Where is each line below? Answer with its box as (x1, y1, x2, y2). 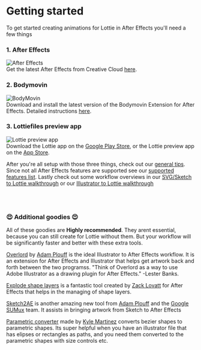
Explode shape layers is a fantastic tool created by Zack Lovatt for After (6, 282, 183, 289)
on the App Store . (6, 149, 50, 156)
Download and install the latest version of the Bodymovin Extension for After (6, 101, 195, 108)
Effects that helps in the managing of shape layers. (6, 288, 132, 296)
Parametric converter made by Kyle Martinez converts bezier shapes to (6, 318, 183, 325)
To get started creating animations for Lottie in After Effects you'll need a (6, 24, 186, 31)
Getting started (6, 4, 84, 18)
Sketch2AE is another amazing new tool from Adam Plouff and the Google (6, 300, 189, 307)
